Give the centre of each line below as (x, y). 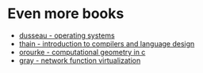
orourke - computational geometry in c (82, 52)
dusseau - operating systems (67, 35)
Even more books (66, 14)
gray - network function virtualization (80, 60)
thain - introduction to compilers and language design (107, 43)
